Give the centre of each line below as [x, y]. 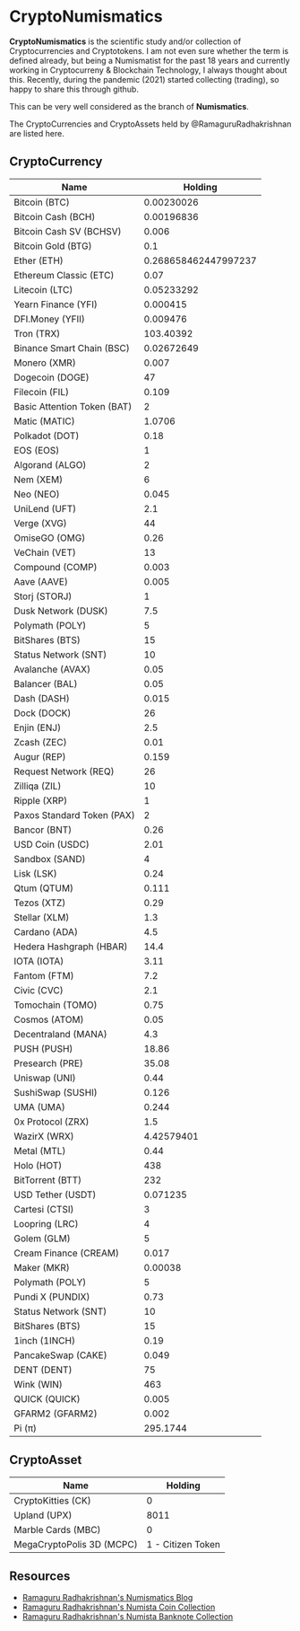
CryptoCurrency [56, 162]
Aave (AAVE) [41, 581]
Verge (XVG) [40, 523]
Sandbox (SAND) [50, 859]
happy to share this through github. [74, 89]
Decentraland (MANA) [60, 1034]
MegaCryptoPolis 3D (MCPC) [76, 1544]
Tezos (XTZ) [40, 903]
